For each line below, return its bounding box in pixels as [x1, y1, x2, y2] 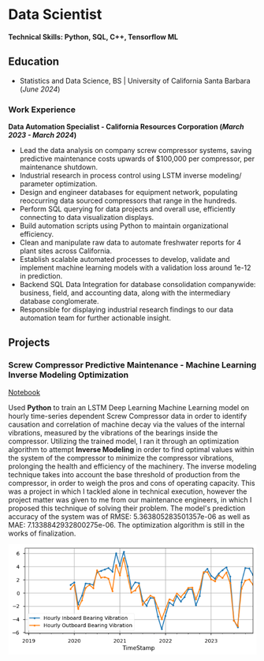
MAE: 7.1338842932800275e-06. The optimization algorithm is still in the [8, 520, 245, 529]
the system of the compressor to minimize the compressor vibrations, [8, 453, 234, 462]
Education [8, 55, 60, 69]
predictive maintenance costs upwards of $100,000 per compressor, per [19, 154, 255, 163]
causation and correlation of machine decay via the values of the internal [8, 420, 246, 429]
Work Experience [8, 104, 76, 115]
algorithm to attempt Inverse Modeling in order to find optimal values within [8, 444, 255, 454]
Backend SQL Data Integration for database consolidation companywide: [19, 279, 256, 289]
